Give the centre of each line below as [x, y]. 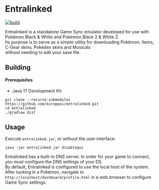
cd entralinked [20, 108]
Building [18, 68]
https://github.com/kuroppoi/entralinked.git [52, 104]
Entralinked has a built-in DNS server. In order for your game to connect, [78, 157]
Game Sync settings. [26, 182]
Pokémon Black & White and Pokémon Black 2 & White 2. [62, 37]
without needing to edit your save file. [43, 52]
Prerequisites [19, 80]
